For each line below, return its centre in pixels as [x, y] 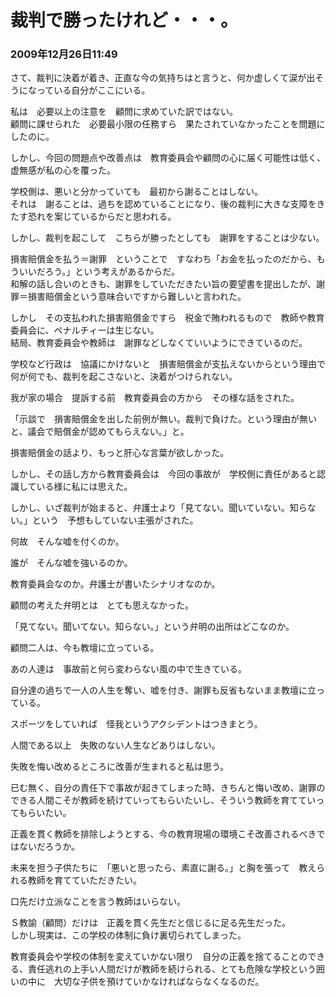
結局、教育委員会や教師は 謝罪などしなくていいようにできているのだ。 [159, 343]
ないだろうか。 [49, 847]
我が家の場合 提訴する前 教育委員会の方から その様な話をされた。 [155, 398]
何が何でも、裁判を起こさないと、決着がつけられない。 [124, 377]
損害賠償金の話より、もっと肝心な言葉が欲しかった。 [120, 453]
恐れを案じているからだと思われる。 [102, 217]
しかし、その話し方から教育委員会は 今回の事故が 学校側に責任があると [163, 474]
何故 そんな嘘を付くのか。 [67, 542]
